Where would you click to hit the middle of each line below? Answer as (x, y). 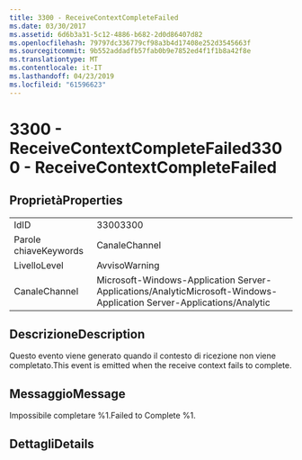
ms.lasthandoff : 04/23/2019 (62, 77)
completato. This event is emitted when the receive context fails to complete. (151, 365)
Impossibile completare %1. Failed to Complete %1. (102, 416)
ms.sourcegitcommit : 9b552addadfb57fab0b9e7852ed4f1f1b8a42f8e (130, 51)
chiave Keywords (49, 250)
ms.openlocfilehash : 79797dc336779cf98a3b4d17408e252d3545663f (130, 43)
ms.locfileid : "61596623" (58, 85)
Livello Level (39, 265)
